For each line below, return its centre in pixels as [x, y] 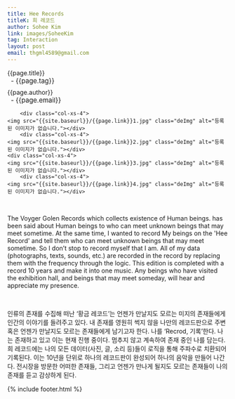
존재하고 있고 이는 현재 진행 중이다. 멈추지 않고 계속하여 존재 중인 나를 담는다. [120, 340]
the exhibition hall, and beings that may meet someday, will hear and [106, 277]
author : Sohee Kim [34, 27]
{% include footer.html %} [45, 389]
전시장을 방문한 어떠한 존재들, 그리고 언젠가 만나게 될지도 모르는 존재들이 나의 [122, 366]
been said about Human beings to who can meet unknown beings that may [116, 225]
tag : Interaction [33, 40]
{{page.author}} [30, 92]
